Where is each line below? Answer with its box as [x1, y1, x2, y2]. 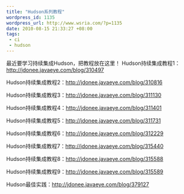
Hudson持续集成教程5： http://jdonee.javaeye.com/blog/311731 [6, 117, 161, 124]
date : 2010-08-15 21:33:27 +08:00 [6, 25, 93, 32]
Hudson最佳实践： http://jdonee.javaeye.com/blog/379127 [6, 181, 149, 188]
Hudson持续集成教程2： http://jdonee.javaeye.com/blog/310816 [6, 79, 163, 86]
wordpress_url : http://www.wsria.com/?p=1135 [6, 20, 122, 26]
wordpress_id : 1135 [6, 14, 55, 20]
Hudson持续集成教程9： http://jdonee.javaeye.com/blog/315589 [6, 168, 164, 175]
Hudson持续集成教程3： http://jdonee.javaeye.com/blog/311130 [6, 91, 162, 99]
